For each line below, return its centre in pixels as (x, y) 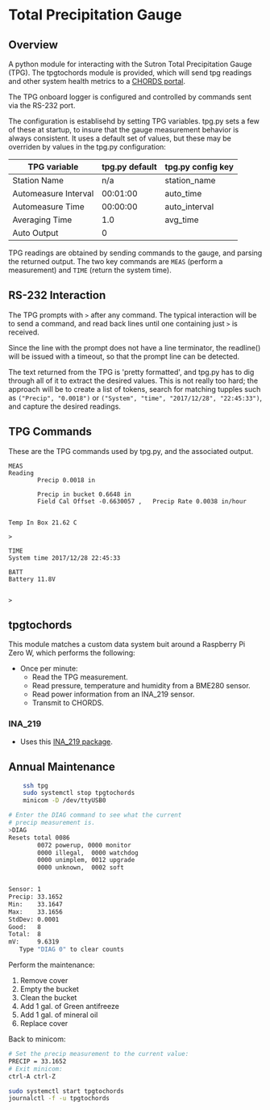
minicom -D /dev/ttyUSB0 (64, 801)
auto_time (183, 193)
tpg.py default (129, 167)
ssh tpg (35, 785)
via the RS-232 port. (42, 105)
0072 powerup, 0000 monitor (84, 845)
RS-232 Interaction (57, 295)
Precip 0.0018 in (66, 480)
